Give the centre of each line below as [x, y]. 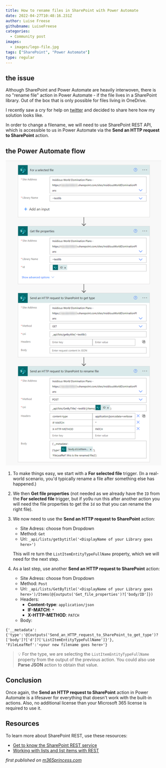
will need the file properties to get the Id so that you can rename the [82, 504]
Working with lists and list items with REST [56, 750]
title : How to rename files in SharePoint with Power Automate [72, 10]
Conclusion [24, 680]
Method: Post [34, 583]
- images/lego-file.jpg [34, 47]
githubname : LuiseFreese [31, 26]
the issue [20, 78]
